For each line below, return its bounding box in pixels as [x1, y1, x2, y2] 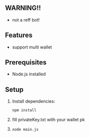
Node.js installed [12, 71, 46, 77]
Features [5, 31, 33, 40]
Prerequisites [5, 58, 47, 67]
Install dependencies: [12, 98, 55, 104]
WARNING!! [5, 4, 41, 12]
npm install [12, 108, 36, 113]
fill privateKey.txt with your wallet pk [12, 117, 85, 123]
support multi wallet [12, 44, 52, 50]
